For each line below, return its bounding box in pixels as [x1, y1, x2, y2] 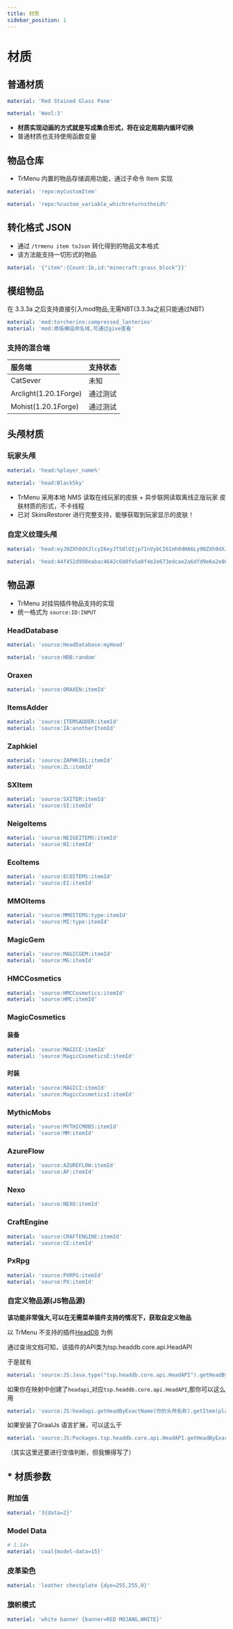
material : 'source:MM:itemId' [7, 1130, 95, 1137]
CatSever [10, 376, 42, 386]
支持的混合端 [7, 342, 51, 352]
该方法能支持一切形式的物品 [17, 250, 97, 258]
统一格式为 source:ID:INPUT [17, 607, 97, 616]
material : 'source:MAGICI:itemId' [7, 1085, 107, 1092]
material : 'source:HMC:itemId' [7, 996, 98, 1003]
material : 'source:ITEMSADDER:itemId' [7, 718, 119, 726]
